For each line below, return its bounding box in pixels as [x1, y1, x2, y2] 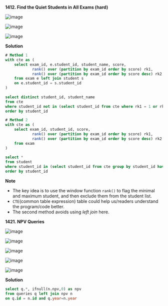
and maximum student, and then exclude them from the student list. [12, 193, 152, 199]
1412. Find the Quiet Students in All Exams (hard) [5, 5, 108, 10]
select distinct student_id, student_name [5, 95, 95, 100]
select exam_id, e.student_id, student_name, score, [14, 62, 126, 67]
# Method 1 [5, 53, 28, 58]
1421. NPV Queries [5, 218, 45, 224]
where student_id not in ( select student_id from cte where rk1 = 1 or [5, 104, 157, 109]
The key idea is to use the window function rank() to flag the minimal [12, 187, 155, 193]
